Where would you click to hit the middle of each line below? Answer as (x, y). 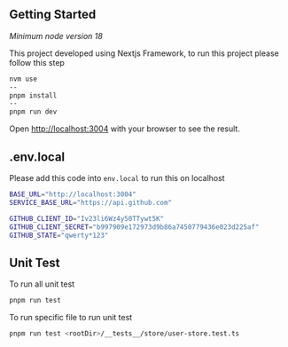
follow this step (37, 62)
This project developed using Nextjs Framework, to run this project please (144, 53)
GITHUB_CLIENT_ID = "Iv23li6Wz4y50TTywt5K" (87, 218)
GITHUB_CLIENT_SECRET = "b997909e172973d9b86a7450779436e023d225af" (134, 227)
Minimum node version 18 (56, 35)
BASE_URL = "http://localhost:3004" (73, 194)
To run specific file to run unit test (71, 318)
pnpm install (33, 95)
